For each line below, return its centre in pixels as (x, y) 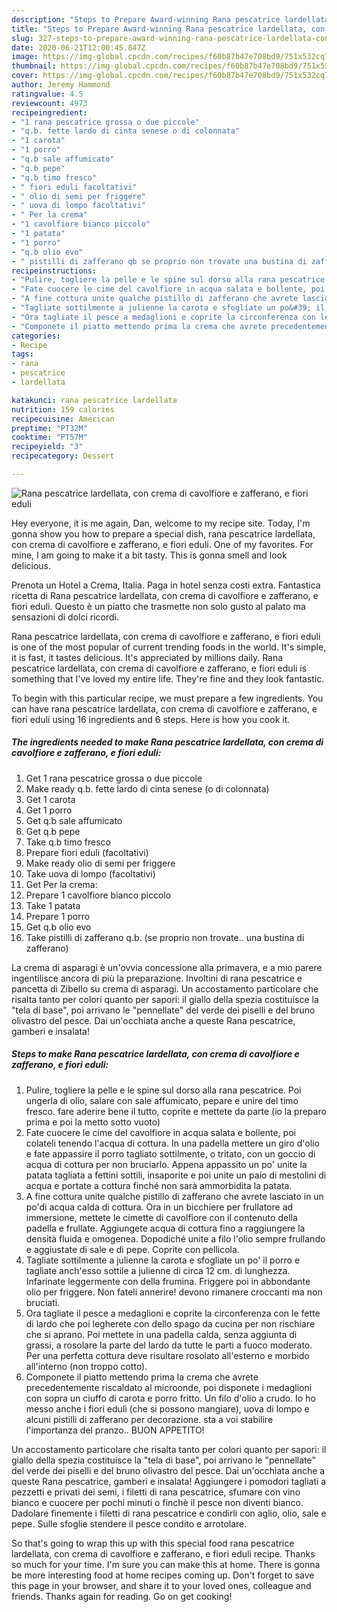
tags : (22, 354)
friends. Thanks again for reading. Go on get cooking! (122, 1596)
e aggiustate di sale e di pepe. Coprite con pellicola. (132, 1249)
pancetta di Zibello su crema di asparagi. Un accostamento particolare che (165, 988)
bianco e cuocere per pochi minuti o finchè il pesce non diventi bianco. (157, 1502)
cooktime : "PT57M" (49, 437)
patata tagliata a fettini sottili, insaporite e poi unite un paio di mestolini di (176, 1175)
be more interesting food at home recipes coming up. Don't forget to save (163, 1575)
